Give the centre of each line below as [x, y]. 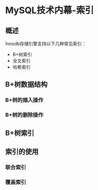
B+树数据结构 [27, 85]
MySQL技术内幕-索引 [50, 10]
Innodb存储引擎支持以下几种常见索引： [46, 44]
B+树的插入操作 [24, 100]
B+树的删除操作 [24, 115]
